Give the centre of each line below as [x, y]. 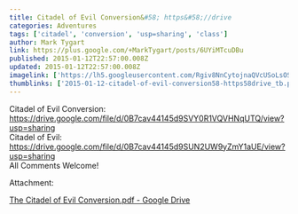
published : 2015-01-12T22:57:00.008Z [79, 59]
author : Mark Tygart [47, 42]
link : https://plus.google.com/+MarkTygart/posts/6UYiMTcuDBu [126, 51]
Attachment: [32, 182]
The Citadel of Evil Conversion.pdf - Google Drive [100, 200]
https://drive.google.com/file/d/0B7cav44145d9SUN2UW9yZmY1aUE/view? [147, 147]
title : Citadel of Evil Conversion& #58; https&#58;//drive [121, 17]
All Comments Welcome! [54, 165]
